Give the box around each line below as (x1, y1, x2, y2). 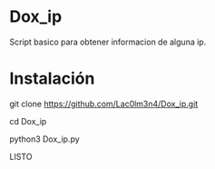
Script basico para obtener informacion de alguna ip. (9, 36, 207, 47)
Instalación (9, 68, 95, 89)
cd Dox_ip (9, 115, 47, 126)
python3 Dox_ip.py (9, 134, 80, 144)
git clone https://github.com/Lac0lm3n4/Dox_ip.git (9, 98, 199, 109)
